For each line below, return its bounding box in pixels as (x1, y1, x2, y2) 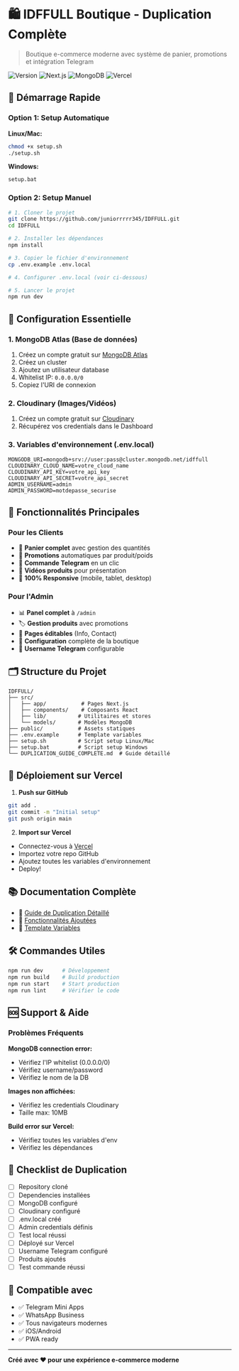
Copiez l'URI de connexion (18, 380, 96, 389)
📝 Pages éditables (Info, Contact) (18, 629, 117, 637)
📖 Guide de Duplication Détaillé (18, 908, 109, 917)
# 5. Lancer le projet (8, 286, 75, 294)
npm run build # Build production (8, 974, 120, 981)
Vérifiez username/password (18, 1066, 104, 1074)
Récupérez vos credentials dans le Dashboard (18, 422, 153, 430)
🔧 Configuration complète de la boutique (18, 636, 139, 645)
